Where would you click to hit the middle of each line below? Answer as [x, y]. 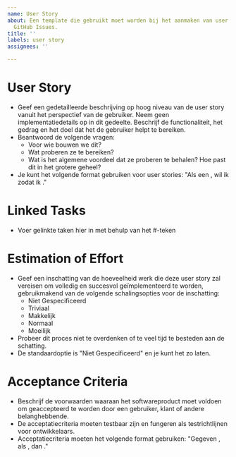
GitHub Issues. [36, 27]
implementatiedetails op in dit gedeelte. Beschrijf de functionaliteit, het [120, 122]
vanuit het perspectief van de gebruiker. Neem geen [93, 114]
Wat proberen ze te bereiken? [71, 152]
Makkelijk [42, 315]
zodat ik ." [32, 182]
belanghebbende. [43, 416]
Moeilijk [39, 330]
